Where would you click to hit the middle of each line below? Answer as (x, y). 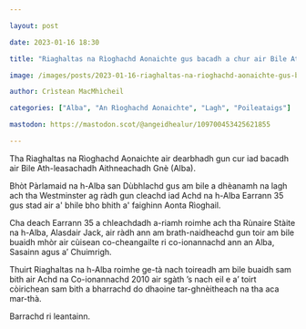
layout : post (34, 26)
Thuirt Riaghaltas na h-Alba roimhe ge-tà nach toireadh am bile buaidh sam (150, 269)
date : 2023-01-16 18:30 (55, 42)
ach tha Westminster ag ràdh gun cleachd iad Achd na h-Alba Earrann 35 (147, 195)
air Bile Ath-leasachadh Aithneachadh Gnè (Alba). (102, 168)
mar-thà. (26, 298)
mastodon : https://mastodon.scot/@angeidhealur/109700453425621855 (140, 125)
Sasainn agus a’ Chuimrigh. (61, 252)
